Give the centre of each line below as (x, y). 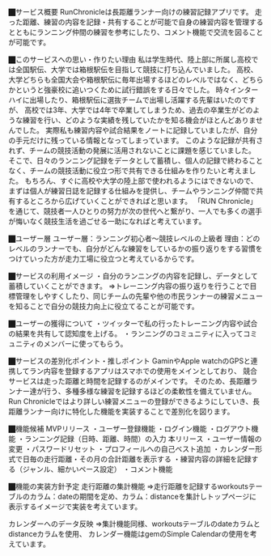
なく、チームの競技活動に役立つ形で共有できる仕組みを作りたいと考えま (129, 171)
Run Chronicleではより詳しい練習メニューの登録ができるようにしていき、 (131, 401)
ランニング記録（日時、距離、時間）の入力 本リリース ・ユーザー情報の (143, 439)
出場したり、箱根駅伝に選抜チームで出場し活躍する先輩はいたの (135, 100)
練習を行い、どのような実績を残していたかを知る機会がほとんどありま (139, 120)
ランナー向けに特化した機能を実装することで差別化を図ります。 (128, 412)
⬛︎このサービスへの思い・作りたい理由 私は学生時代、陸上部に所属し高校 (130, 59)
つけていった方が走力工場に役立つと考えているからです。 (104, 259)
